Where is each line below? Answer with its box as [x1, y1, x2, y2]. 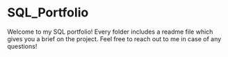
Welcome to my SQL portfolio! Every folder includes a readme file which [7, 27, 213, 36]
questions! [7, 42, 38, 50]
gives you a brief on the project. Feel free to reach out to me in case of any [7, 34, 222, 43]
